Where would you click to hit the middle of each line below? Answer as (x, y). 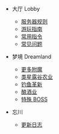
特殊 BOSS (34, 99)
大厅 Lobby (26, 9)
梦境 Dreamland (32, 57)
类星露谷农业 (37, 77)
